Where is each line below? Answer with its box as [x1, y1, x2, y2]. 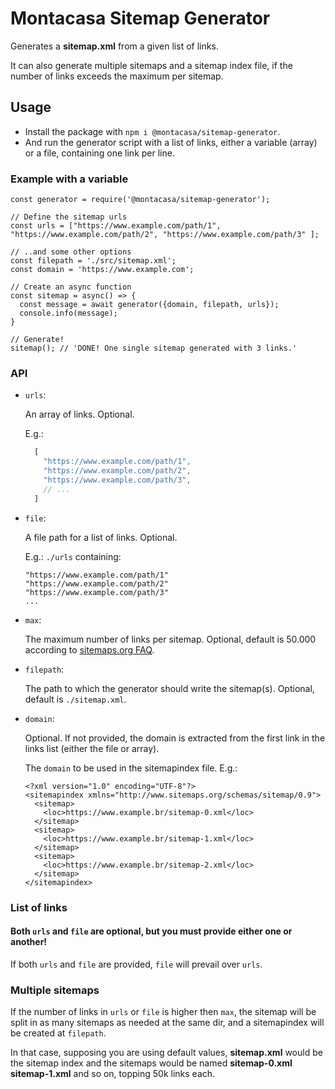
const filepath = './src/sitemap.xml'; [10, 256, 177, 266]
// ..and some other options [10, 247, 132, 257]
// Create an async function [10, 282, 132, 292]
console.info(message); [19, 308, 118, 319]
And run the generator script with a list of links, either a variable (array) [24, 136, 318, 148]
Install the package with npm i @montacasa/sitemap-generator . [24, 125, 281, 137]
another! [10, 936, 48, 948]
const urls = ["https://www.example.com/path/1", [10, 221, 222, 231]
